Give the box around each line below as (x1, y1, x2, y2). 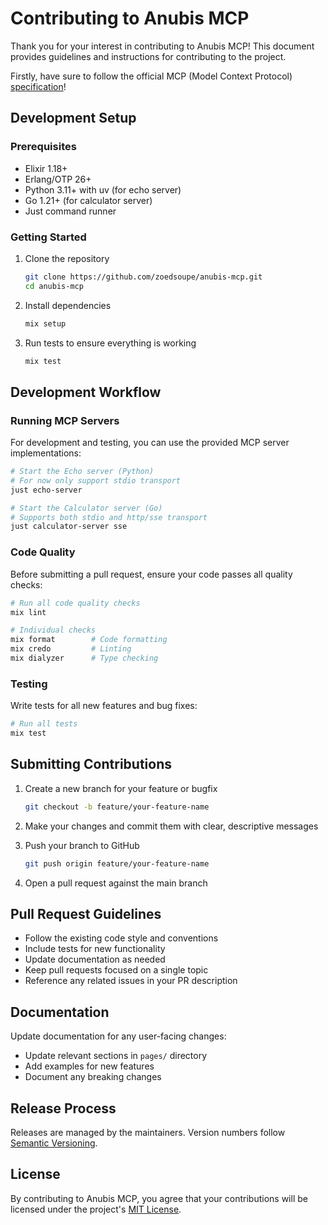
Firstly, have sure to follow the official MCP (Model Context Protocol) (10, 70, 293, 82)
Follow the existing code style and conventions (24, 932, 219, 944)
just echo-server (10, 485, 83, 495)
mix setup (24, 318, 67, 329)
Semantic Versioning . (10, 1137, 98, 1149)
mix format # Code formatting (10, 635, 168, 645)
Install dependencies (24, 299, 112, 311)
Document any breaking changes (24, 1071, 162, 1083)
